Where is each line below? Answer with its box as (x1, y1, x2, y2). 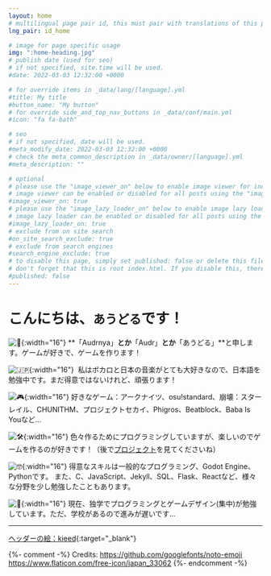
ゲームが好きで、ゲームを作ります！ (21, 347, 142, 357)
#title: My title (8, 93, 67, 102)
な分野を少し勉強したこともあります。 (8, 481, 135, 491)
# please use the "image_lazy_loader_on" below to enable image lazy (8, 205, 248, 213)
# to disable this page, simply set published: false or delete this (8, 257, 248, 266)
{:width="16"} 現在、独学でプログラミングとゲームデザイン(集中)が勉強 (21, 499, 257, 508)
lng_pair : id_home (8, 27, 70, 35)
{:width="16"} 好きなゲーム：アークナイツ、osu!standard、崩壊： (23, 392, 241, 401)
